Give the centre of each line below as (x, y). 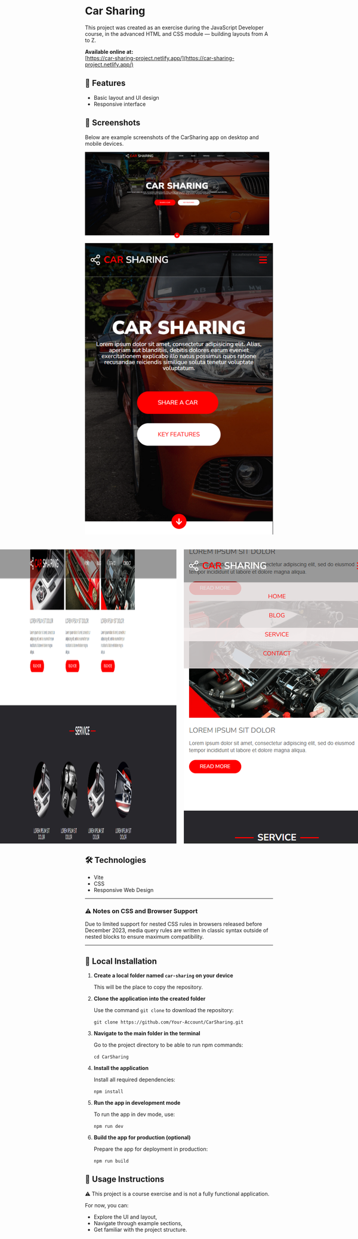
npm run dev (108, 1127)
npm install (108, 1092)
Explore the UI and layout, (125, 1217)
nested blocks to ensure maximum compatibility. (144, 937)
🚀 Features (105, 83)
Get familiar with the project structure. (140, 1229)
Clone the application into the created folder (149, 999)
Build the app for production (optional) (142, 1137)
